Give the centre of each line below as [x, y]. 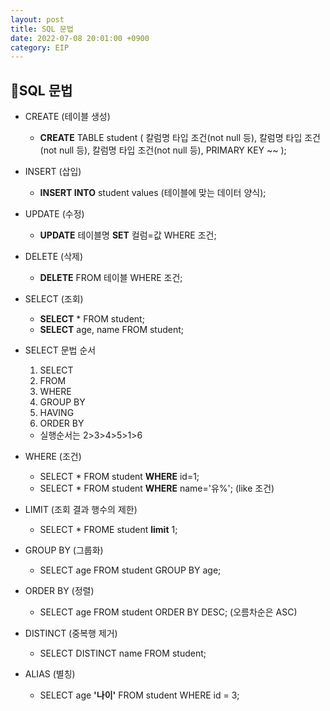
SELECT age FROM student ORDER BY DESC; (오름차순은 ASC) [168, 612]
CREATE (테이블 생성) [67, 117]
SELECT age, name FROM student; [112, 330]
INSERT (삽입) [53, 172]
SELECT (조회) [54, 299]
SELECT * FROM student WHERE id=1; [119, 477]
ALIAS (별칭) [50, 674]
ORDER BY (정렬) [59, 591]
